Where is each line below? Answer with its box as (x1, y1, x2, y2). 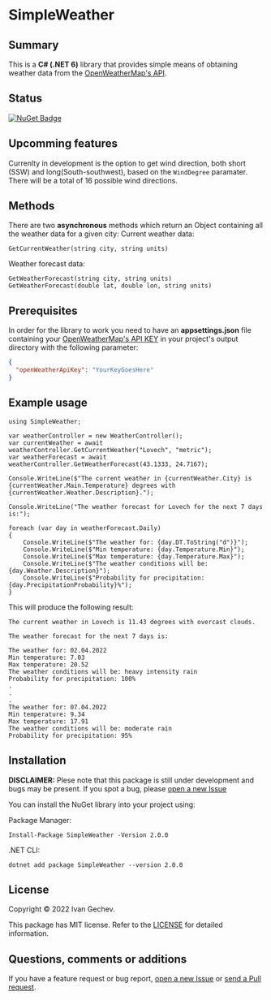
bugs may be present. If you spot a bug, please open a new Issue (8, 783, 227, 793)
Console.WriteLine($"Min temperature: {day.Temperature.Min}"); (23, 545, 245, 554)
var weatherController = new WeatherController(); (8, 432, 183, 440)
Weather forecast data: (8, 259, 85, 269)
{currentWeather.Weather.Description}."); (8, 489, 154, 497)
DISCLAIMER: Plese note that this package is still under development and (8, 775, 254, 785)
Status (8, 92, 43, 106)
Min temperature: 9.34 (8, 710, 85, 718)
